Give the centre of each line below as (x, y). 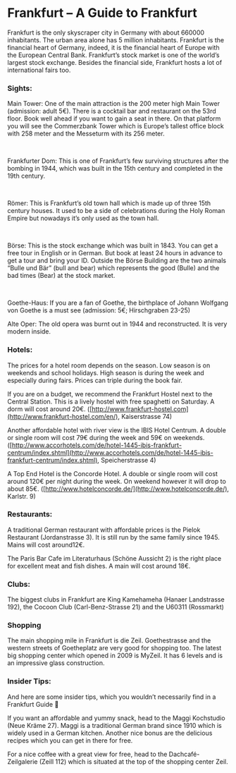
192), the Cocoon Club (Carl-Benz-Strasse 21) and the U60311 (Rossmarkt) (116, 607)
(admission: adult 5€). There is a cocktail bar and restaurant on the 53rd (112, 111)
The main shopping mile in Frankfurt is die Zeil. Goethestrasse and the (109, 640)
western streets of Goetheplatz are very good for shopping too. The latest (114, 648)
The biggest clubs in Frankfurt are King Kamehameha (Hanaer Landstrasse (116, 599)
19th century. (26, 176)
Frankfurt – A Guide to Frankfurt (102, 13)
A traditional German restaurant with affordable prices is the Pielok (104, 530)
